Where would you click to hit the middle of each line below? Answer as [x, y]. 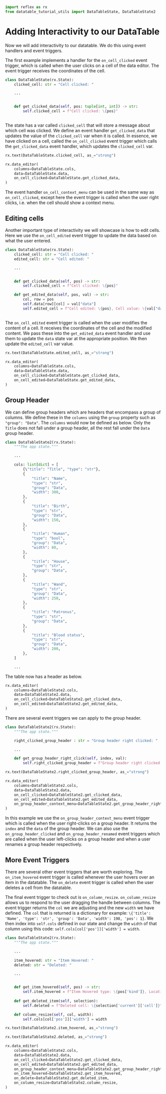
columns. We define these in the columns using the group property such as [80, 417]
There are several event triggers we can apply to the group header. [73, 718]
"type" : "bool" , [48, 538]
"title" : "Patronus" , [54, 612]
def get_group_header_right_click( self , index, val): [70, 758]
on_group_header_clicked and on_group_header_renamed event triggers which [83, 834]
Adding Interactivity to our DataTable [82, 31]
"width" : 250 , [46, 598]
